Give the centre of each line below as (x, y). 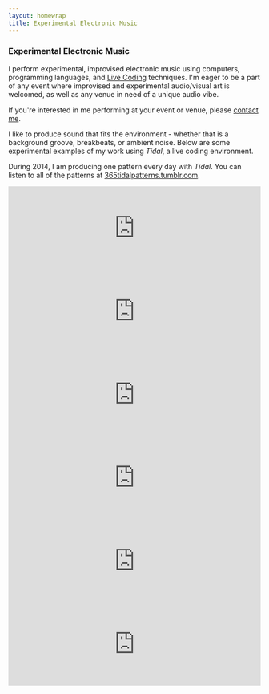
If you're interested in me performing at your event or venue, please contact (133, 110)
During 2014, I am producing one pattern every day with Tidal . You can (125, 166)
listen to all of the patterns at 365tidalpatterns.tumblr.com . (104, 175)
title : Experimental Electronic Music (73, 23)
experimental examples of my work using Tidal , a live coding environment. (131, 151)
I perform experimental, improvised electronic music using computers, (124, 68)
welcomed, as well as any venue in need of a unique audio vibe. (114, 94)
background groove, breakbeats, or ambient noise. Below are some (119, 142)
